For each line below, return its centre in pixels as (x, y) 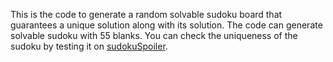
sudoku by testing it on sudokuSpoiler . (89, 46)
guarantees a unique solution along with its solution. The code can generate (166, 25)
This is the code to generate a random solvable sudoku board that (146, 14)
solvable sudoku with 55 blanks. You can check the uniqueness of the (154, 35)
